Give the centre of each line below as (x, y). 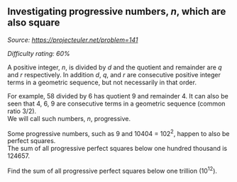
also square (34, 23)
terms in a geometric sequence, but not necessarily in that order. (102, 82)
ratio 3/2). (22, 111)
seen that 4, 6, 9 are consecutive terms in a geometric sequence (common (116, 103)
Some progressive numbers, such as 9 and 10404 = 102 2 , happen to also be (118, 132)
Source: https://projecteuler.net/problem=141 (73, 40)
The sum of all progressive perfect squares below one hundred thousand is (117, 149)
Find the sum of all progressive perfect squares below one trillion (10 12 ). (112, 171)
